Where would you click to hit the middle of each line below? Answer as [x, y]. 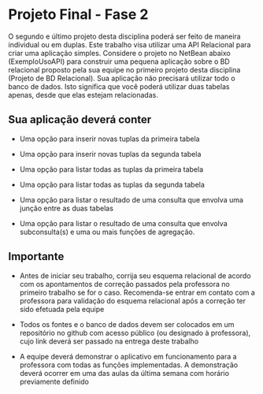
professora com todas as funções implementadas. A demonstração [129, 365]
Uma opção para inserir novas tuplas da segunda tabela [110, 154]
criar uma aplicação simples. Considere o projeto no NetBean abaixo [119, 53]
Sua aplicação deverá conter [80, 120]
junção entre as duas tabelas [67, 208]
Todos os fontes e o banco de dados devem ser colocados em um [127, 324]
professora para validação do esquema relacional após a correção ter [133, 300]
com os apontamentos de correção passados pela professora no [124, 284]
